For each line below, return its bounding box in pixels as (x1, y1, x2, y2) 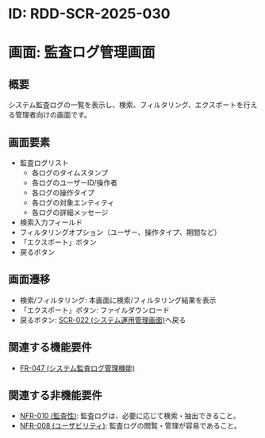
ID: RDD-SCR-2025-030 (8, 5, 171, 23)
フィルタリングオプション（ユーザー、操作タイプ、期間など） (19, 228, 221, 236)
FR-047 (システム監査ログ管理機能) (19, 363, 136, 373)
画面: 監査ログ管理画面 (8, 44, 156, 62)
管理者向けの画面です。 (14, 110, 91, 120)
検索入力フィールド (19, 217, 83, 227)
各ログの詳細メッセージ (31, 208, 109, 217)
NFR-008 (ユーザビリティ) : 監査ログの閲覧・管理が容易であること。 (19, 421, 242, 431)
